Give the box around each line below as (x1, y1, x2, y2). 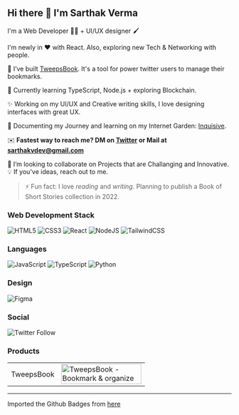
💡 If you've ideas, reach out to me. (7, 167, 109, 175)
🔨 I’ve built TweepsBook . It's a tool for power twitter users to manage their (7, 64, 225, 73)
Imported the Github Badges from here (7, 400, 121, 409)
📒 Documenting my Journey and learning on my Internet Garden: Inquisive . (7, 121, 227, 130)
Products (7, 346, 41, 356)
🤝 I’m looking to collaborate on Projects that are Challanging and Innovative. (7, 160, 230, 168)
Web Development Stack (7, 210, 95, 220)
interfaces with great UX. (7, 108, 81, 116)
